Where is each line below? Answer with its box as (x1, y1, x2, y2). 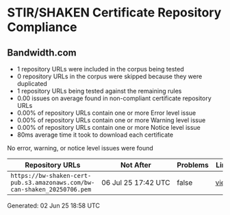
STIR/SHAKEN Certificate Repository (7, 5, 222, 21)
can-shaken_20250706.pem (10, 185, 92, 193)
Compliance (7, 19, 77, 35)
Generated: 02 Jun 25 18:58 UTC (7, 201, 101, 210)
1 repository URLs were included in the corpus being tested (16, 65, 184, 73)
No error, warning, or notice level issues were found (7, 144, 154, 152)
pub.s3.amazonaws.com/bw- (10, 179, 95, 186)
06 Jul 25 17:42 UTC (101, 178, 170, 187)
